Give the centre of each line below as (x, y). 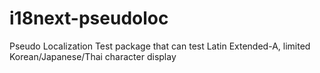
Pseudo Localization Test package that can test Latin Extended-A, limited (160, 46)
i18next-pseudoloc (89, 18)
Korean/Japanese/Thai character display (93, 56)
